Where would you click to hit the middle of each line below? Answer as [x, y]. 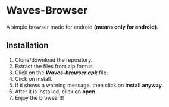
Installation [27, 45]
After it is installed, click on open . [56, 91]
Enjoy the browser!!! [39, 97]
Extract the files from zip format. [54, 66]
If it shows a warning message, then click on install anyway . [89, 85]
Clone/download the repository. [54, 59]
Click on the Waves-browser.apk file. [61, 73]
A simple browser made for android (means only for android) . [82, 27]
